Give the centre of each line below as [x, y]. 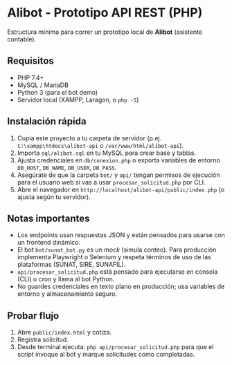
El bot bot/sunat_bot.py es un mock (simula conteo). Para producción [117, 250]
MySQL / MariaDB [43, 85]
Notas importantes [48, 218]
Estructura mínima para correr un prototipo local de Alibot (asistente [105, 32]
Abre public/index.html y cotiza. [64, 333]
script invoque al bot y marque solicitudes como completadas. [106, 355]
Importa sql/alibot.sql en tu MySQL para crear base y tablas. [106, 153]
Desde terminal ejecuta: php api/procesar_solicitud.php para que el [115, 347]
